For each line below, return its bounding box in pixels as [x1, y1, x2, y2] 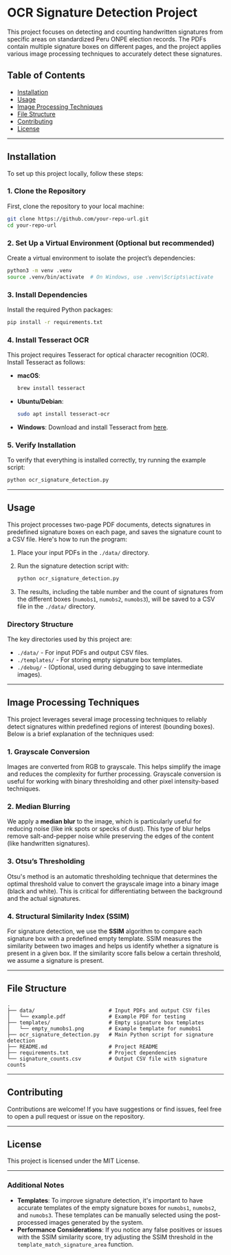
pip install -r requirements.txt [7, 318, 103, 325]
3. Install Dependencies [7, 289, 88, 299]
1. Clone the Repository [7, 186, 86, 196]
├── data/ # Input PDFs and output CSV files [7, 1007, 211, 1014]
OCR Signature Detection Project [7, 5, 198, 21]
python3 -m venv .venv [7, 267, 72, 274]
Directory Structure [7, 619, 74, 629]
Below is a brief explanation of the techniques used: [7, 729, 155, 738]
